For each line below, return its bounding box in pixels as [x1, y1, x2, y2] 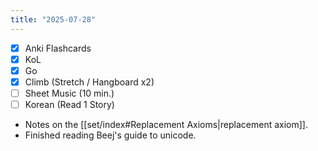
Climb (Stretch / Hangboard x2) [24, 76, 155, 88]
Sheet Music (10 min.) [24, 87, 115, 99]
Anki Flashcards [24, 42, 92, 54]
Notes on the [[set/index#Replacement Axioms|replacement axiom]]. [24, 119, 308, 130]
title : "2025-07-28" [10, 14, 97, 25]
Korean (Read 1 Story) [24, 98, 115, 110]
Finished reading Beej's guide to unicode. [24, 129, 197, 141]
